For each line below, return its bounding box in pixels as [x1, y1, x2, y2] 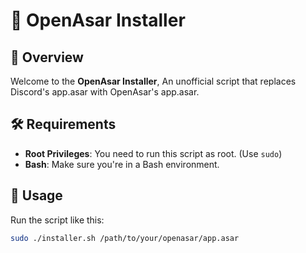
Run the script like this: [10, 214, 105, 226]
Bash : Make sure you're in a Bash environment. [24, 158, 220, 170]
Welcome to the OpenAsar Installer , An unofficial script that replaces [10, 75, 297, 87]
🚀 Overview [10, 49, 84, 66]
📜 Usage [10, 187, 63, 204]
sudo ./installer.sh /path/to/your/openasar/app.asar [10, 233, 240, 243]
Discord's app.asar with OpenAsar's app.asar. [10, 86, 200, 98]
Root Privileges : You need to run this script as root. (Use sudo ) [24, 147, 283, 159]
